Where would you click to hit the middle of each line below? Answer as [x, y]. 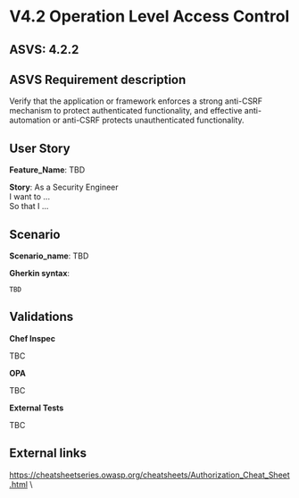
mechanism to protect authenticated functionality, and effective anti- [135, 111]
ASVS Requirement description [98, 79]
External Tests [37, 408]
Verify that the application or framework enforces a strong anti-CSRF [136, 101]
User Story [40, 148]
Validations [42, 317]
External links [48, 453]
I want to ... [30, 197]
